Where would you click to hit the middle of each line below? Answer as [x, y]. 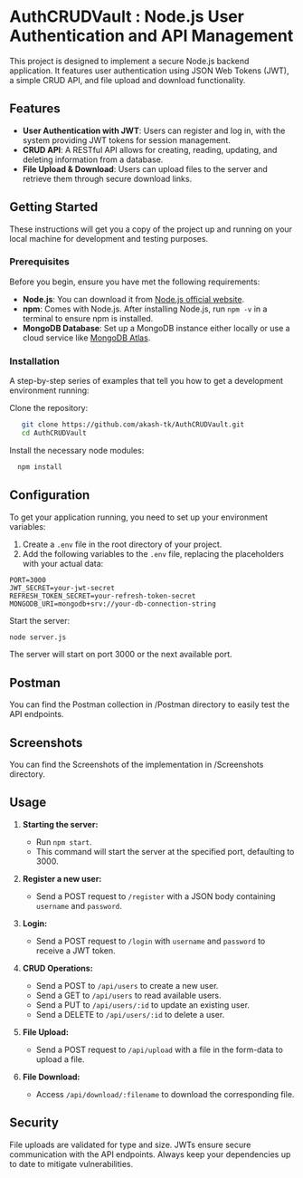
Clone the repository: [49, 408]
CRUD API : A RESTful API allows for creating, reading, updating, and [150, 149]
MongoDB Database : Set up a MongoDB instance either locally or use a [156, 328]
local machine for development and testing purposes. [109, 238]
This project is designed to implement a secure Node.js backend [129, 61]
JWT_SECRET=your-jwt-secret [62, 588]
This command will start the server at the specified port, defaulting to [165, 851]
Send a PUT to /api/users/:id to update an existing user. [143, 1005]
